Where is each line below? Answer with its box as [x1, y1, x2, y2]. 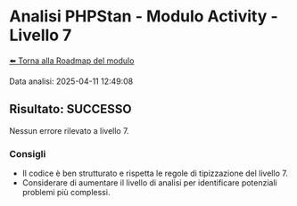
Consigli [9, 147, 46, 160]
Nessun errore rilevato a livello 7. [9, 125, 129, 136]
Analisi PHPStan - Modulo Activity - [9, 6, 278, 27]
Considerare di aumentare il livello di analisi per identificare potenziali [21, 177, 278, 188]
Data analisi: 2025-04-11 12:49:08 [9, 76, 134, 87]
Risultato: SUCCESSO [9, 102, 132, 117]
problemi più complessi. [21, 187, 111, 198]
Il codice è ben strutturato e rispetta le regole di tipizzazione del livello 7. [21, 168, 288, 179]
